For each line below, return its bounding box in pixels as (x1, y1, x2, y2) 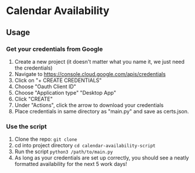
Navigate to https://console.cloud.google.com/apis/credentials (14, 70, 166, 77)
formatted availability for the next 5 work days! (14, 161, 127, 168)
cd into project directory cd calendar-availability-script (14, 142, 156, 149)
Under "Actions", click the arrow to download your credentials (14, 101, 164, 109)
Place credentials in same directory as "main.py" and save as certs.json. (14, 108, 189, 115)
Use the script (6, 122, 47, 130)
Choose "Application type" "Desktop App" (14, 89, 117, 96)
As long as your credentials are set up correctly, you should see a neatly (14, 154, 189, 161)
